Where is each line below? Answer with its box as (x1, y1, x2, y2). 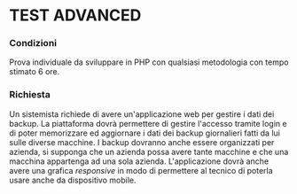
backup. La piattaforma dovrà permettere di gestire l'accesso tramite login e (9, 118, 287, 128)
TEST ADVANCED (9, 5, 142, 26)
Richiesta (9, 89, 51, 101)
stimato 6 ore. (9, 66, 60, 77)
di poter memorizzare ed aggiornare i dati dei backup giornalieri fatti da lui (9, 128, 281, 138)
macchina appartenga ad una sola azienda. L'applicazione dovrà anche (9, 156, 269, 167)
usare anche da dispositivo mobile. (9, 175, 137, 185)
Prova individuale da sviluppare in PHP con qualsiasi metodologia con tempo (9, 57, 289, 67)
